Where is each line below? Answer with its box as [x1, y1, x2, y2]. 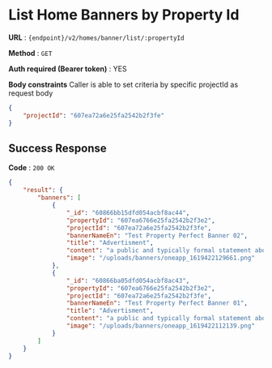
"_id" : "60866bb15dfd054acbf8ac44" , [66, 208, 190, 216]
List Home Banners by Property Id [8, 6, 240, 24]
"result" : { [23, 186, 63, 195]
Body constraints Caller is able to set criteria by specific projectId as [8, 79, 239, 89]
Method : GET [8, 48, 53, 58]
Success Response [8, 141, 107, 155]
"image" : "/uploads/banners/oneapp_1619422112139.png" [66, 322, 255, 330]
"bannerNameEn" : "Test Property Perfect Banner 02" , [66, 231, 249, 240]
